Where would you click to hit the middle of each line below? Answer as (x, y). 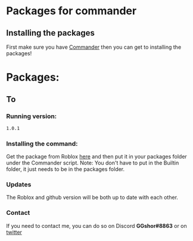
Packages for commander (71, 11)
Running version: (32, 116)
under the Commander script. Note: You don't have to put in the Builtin (93, 163)
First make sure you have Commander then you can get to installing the (94, 47)
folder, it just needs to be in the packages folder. (66, 169)
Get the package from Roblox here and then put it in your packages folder (97, 157)
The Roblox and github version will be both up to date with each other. (92, 198)
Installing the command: (42, 144)
